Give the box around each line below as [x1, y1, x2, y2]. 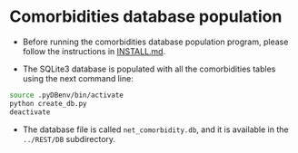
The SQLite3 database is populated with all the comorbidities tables [22, 63, 276, 74]
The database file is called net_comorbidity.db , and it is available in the [22, 124, 289, 135]
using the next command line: [22, 72, 134, 83]
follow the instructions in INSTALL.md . [22, 45, 166, 56]
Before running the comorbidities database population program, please [22, 36, 289, 47]
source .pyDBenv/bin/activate [9, 91, 124, 100]
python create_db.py [9, 99, 88, 108]
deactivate [9, 107, 51, 117]
